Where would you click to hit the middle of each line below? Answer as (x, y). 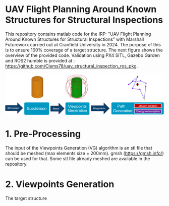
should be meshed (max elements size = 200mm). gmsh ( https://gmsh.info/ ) (84, 153)
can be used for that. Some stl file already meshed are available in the (78, 158)
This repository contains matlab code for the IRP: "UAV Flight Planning (78, 34)
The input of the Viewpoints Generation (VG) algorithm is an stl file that (79, 148)
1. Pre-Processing (43, 134)
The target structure (26, 198)
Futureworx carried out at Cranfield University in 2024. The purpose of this (83, 44)
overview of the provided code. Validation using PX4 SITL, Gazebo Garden (83, 55)
